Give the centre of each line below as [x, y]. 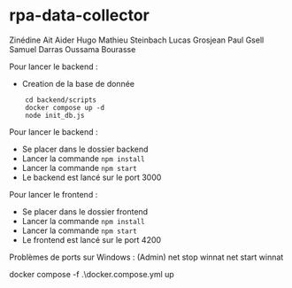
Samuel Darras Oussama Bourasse [73, 49]
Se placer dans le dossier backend [85, 149]
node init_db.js [55, 115]
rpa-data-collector [80, 16]
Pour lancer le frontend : [54, 194]
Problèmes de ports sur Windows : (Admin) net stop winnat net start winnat [146, 257]
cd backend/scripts [61, 100]
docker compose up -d [65, 107]
